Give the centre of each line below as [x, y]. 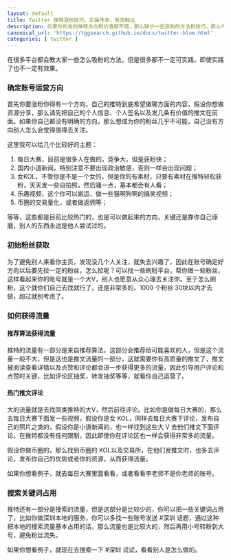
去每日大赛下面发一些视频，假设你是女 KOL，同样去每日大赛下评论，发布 [110, 419]
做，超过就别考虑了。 [37, 296]
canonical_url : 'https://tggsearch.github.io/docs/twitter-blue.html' [110, 33]
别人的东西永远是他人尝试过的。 [64, 226]
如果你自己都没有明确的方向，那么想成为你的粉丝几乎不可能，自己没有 [118, 121]
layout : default [30, 13]
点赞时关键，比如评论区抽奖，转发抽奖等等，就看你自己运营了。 [97, 376]
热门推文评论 [25, 393]
